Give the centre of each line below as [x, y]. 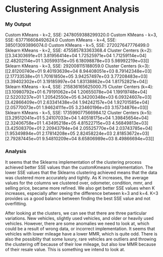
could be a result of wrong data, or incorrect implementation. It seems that [80, 229]
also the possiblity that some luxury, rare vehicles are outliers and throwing [81, 239]
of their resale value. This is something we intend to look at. [65, 249]
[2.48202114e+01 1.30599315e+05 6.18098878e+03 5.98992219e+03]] [77, 61]
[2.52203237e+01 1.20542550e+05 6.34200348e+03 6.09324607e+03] [78, 97]
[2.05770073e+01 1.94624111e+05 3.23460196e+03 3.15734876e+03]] [77, 107]
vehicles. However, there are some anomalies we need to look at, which [77, 223]
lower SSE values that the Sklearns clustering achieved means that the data [81, 172]
